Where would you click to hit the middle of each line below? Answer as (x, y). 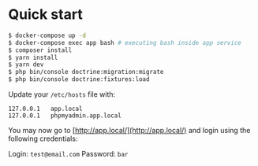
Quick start (45, 15)
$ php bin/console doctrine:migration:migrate (86, 72)
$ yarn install (33, 57)
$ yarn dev (26, 65)
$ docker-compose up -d (47, 35)
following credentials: (43, 138)
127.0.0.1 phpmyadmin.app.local (65, 116)
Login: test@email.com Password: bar (68, 154)
